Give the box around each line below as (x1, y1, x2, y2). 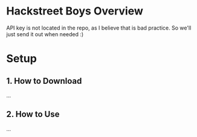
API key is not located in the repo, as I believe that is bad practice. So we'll (6, 24, 192, 31)
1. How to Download (6, 75, 82, 86)
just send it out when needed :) (6, 30, 84, 37)
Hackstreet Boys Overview (6, 4, 144, 18)
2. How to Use (6, 109, 60, 119)
